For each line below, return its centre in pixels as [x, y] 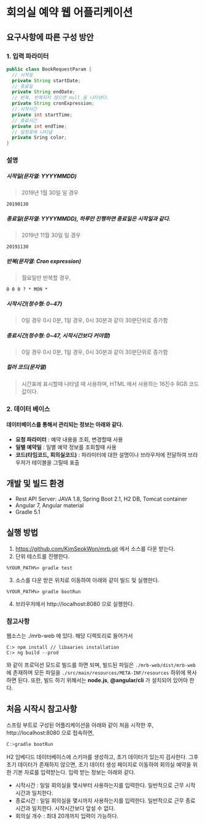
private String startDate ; [46, 80]
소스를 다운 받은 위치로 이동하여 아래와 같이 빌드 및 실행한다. [87, 580]
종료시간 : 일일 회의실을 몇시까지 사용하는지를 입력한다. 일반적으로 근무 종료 [105, 800]
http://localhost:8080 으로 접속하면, [50, 732]
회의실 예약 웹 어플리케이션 [70, 13]
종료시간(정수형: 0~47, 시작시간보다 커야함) [58, 336]
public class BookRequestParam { [49, 69]
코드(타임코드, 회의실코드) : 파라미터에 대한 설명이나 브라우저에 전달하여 [101, 455]
